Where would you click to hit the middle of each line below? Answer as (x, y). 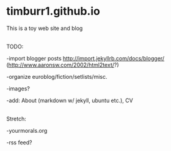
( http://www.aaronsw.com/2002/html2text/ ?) (63, 65)
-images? (18, 88)
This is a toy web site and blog (45, 28)
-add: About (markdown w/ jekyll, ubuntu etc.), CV (70, 100)
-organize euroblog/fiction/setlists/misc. (57, 76)
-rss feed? (19, 142)
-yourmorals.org (27, 130)
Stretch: (16, 119)
